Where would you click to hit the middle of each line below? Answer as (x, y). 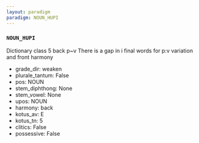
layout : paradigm (28, 12)
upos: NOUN (31, 101)
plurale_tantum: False (42, 75)
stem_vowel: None (38, 94)
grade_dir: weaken (38, 69)
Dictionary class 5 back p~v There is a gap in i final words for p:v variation (100, 51)
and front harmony (30, 57)
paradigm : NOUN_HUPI (33, 18)
